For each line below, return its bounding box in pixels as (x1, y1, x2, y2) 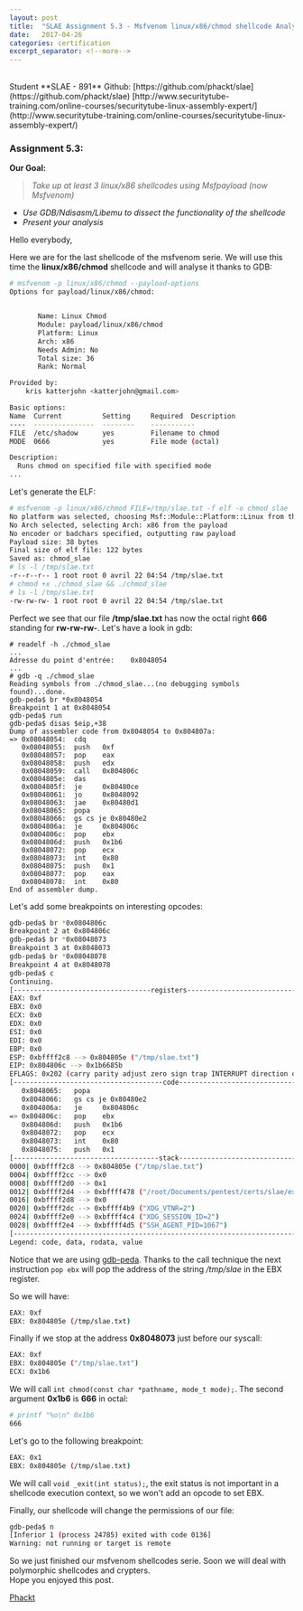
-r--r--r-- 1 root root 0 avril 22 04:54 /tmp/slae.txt (9, 571, 224, 580)
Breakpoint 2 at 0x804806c (9, 927, 111, 936)
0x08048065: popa (21, 805, 91, 815)
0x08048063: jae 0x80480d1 (21, 797, 140, 807)
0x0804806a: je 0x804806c (21, 822, 140, 831)
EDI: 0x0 (9, 1036, 42, 1045)
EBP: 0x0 (9, 1044, 42, 1053)
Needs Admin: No (37, 345, 99, 354)
